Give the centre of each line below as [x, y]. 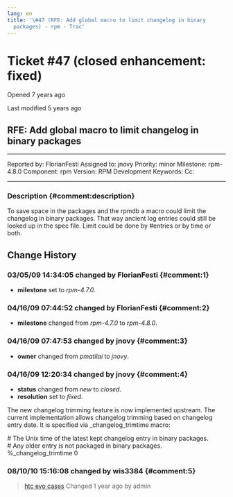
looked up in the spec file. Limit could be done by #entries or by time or [109, 226]
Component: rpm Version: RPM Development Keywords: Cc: [109, 171]
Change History [42, 255]
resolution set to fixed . [50, 397]
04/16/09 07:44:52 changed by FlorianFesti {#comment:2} [109, 308]
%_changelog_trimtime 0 [43, 453]
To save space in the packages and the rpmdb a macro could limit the [107, 211]
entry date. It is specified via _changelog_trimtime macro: [89, 425]
